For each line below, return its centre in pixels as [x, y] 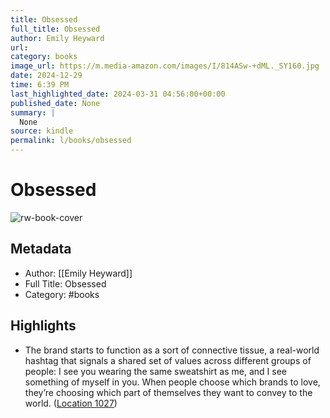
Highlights [43, 326]
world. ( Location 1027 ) [71, 403]
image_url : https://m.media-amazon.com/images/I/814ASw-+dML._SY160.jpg [165, 66]
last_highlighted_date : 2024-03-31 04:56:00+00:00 [118, 94]
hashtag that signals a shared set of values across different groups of [168, 360]
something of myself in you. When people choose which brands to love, [172, 382]
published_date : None [55, 103]
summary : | [33, 112]
